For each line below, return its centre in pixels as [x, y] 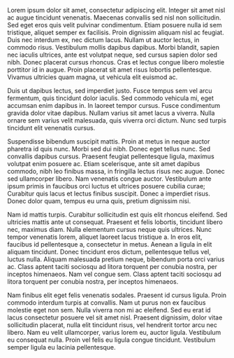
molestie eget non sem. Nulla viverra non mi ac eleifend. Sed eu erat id [109, 310]
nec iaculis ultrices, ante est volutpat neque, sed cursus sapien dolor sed [112, 55]
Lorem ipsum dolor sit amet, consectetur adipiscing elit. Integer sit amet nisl [116, 10]
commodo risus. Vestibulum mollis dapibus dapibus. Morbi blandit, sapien [114, 47]
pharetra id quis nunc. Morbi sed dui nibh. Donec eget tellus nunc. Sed [109, 149]
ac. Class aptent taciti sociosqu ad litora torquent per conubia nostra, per [112, 267]
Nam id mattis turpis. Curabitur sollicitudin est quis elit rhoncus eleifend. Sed [117, 214]
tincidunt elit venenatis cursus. [51, 128]
